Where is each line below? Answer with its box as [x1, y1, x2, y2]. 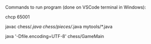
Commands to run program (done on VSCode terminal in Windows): [5, 4, 146, 10]
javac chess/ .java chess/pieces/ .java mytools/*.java [5, 23, 113, 29]
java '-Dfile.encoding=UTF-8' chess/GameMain [5, 33, 105, 39]
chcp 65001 [5, 14, 30, 19]
